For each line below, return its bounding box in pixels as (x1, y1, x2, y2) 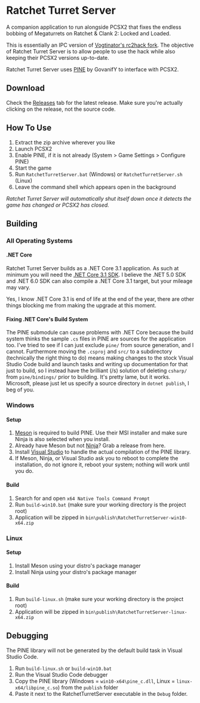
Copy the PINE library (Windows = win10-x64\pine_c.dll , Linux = (14, 677, 175, 684)
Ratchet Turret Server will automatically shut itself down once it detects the (6, 195, 192, 202)
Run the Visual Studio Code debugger (14, 671, 108, 678)
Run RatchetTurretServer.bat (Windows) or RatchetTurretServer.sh (14, 170, 183, 177)
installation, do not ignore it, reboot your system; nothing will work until (14, 461, 190, 468)
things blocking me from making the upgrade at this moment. (6, 302, 156, 309)
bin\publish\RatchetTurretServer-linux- (85, 609, 187, 615)
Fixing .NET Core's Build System (6, 315, 88, 322)
